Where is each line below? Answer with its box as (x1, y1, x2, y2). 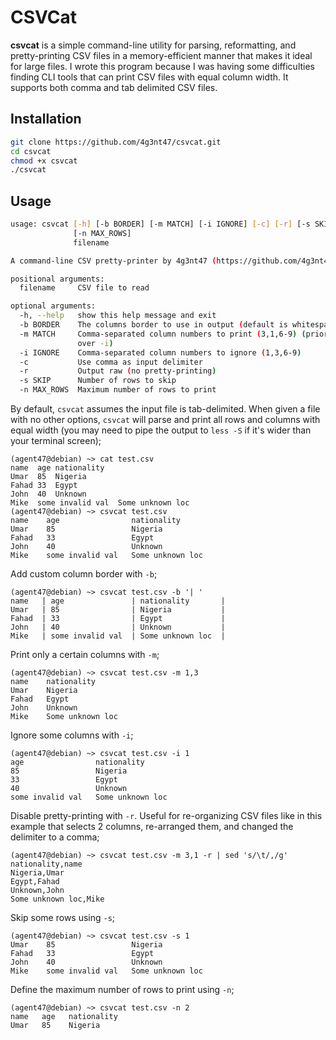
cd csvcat (10, 146, 52, 156)
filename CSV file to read (19, 283, 150, 293)
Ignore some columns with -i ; (10, 729, 134, 741)
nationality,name (10, 859, 83, 870)
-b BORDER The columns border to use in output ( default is (19, 320, 288, 330)
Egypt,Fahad (10, 877, 60, 887)
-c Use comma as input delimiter (19, 357, 203, 367)
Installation (10, 111, 82, 128)
